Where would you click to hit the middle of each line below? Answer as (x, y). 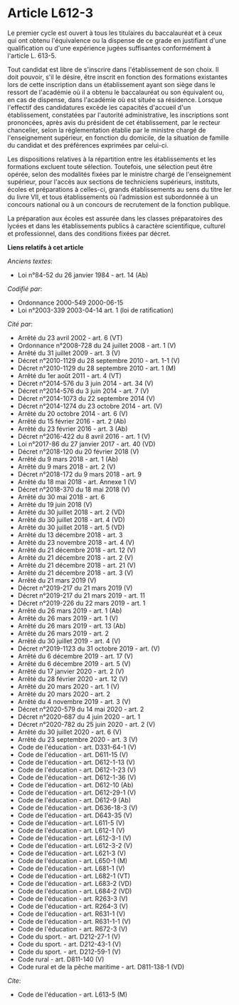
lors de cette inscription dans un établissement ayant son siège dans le (111, 84)
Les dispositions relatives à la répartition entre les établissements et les (112, 159)
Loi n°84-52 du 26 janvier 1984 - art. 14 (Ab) (83, 275)
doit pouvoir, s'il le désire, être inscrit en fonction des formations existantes (117, 77)
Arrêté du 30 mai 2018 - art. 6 (61, 496)
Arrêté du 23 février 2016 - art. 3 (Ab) (73, 429)
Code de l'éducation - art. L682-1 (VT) (74, 876)
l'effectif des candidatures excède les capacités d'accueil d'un (99, 107)
